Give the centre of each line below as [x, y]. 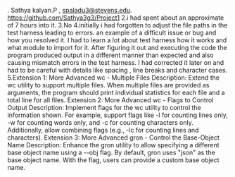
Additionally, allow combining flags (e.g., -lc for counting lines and [103, 130]
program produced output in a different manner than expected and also [110, 55]
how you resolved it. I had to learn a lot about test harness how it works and [117, 40]
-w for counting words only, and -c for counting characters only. [100, 122]
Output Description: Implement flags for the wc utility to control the [104, 108]
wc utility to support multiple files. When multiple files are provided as [108, 85]
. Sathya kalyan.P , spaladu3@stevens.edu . [70, 10]
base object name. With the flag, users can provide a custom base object [113, 160]
